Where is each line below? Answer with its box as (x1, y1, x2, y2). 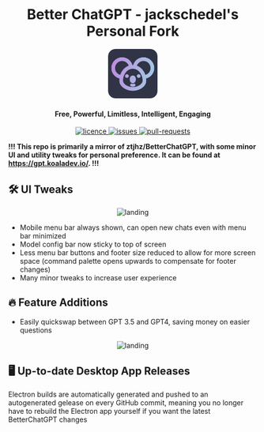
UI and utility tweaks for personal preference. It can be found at (8, 150, 221, 160)
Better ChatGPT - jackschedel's (26, 6, 239, 24)
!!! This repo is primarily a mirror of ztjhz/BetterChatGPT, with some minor (8, 142, 257, 152)
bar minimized (19, 231, 66, 240)
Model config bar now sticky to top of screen (19, 239, 167, 249)
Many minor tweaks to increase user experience (19, 272, 177, 282)
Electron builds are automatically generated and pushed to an (8, 389, 209, 399)
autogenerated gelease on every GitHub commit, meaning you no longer (8, 397, 243, 408)
